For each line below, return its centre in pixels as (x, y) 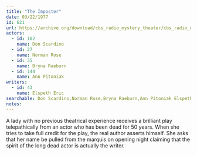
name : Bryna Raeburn (42, 66)
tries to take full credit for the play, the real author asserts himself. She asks (97, 133)
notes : (14, 104)
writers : (17, 82)
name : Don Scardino (40, 44)
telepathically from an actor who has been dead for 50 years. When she (93, 127)
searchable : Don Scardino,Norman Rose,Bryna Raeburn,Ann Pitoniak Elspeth (99, 98)
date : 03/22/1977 (27, 17)
